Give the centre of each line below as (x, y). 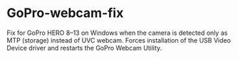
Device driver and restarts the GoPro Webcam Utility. (84, 48)
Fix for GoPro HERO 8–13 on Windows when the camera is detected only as (117, 33)
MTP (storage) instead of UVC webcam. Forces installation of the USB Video (119, 40)
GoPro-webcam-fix (65, 13)
